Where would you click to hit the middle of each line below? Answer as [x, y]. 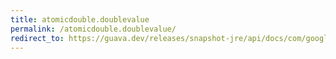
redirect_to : [37, 38]
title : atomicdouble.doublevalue [80, 19]
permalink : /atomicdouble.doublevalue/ [93, 29]
